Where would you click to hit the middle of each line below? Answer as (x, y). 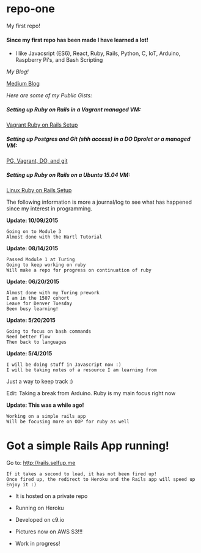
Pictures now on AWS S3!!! (49, 532)
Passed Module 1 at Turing (41, 260)
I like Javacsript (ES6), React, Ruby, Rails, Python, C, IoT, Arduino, (98, 53)
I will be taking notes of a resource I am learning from (82, 370)
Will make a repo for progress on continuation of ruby (79, 270)
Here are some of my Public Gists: (49, 95)
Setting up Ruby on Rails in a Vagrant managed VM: (74, 109)
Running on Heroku (39, 508)
